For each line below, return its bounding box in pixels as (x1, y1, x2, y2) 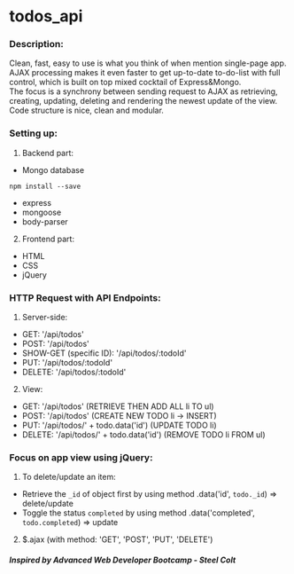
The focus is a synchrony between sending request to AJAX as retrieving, (9, 86, 278, 97)
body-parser (21, 216, 68, 227)
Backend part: (21, 147, 73, 158)
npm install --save (9, 182, 81, 191)
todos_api (9, 6, 83, 27)
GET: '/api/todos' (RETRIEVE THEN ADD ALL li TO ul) (21, 401, 214, 412)
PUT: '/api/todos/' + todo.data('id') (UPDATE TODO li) (21, 420, 217, 431)
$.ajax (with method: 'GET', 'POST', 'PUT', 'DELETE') (21, 534, 213, 545)
